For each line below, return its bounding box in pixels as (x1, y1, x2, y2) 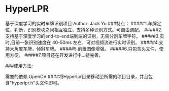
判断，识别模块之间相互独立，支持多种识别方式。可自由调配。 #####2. (14, 26, 162, 33)
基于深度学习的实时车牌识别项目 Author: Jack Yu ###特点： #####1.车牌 (5, 20, 157, 26)
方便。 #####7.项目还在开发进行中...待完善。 (9, 52, 104, 58)
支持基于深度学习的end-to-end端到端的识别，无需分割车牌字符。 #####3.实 (5, 33, 164, 39)
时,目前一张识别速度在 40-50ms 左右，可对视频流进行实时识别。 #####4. (5, 39, 159, 45)
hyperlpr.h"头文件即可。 (12, 79, 62, 86)
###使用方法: (5, 63, 33, 69)
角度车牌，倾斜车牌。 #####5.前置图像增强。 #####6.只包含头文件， (14, 45, 159, 52)
